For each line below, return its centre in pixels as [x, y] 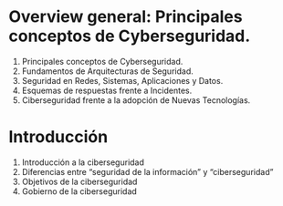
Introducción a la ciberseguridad [83, 162]
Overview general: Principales [126, 17]
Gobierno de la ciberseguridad [79, 191]
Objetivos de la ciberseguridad [79, 181]
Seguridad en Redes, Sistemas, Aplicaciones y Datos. [122, 80]
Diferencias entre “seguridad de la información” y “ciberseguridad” [147, 171]
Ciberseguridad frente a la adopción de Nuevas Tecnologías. [136, 100]
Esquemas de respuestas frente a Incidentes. [107, 90]
